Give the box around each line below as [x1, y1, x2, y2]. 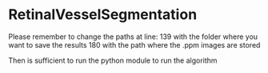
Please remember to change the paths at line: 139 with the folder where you [8, 32, 258, 41]
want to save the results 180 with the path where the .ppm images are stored [8, 40, 261, 49]
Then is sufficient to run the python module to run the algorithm [8, 56, 218, 65]
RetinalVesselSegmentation [8, 6, 198, 24]
